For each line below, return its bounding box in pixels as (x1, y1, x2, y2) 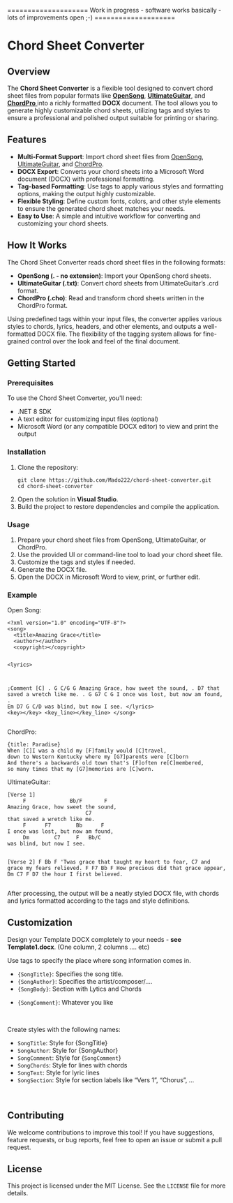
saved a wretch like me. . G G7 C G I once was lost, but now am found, (7, 691, 223, 698)
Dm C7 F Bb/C (22, 834, 101, 841)
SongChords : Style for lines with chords (17, 1061, 128, 1069)
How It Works (7, 239, 68, 251)
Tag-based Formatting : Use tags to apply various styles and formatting (17, 182, 224, 191)
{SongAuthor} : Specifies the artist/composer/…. (17, 977, 153, 985)
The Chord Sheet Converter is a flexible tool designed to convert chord (7, 84, 213, 92)
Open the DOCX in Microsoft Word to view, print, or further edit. (17, 573, 200, 581)
